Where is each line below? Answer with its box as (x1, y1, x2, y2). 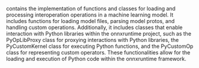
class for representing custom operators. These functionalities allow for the (6, 49, 191, 56)
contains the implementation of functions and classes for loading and (6, 5, 176, 12)
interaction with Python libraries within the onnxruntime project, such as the (6, 30, 192, 37)
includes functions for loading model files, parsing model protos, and (6, 18, 175, 24)
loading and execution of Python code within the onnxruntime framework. (6, 56, 187, 62)
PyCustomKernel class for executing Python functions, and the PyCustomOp (6, 43, 194, 50)
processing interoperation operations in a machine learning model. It (6, 11, 173, 18)
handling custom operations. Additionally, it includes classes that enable (6, 24, 183, 31)
